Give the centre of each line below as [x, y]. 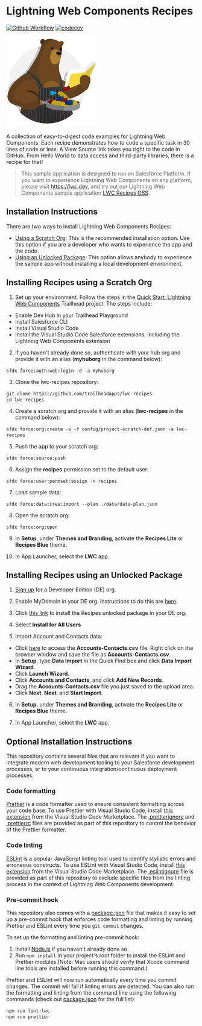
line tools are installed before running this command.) [81, 968]
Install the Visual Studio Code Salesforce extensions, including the [97, 334]
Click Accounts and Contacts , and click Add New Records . [89, 680]
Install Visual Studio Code [47, 328]
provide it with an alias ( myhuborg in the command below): [89, 359]
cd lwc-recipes [25, 400]
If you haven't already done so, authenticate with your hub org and [98, 352]
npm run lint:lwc [28, 1011]
